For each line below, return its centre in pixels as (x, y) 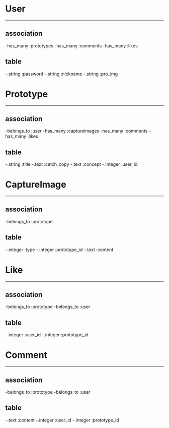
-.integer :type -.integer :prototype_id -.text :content (59, 250)
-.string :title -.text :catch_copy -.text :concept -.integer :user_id (71, 164)
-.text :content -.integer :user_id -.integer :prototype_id (62, 420)
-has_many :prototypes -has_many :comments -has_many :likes (72, 45)
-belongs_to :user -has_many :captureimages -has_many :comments (76, 131)
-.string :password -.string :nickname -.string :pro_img (62, 74)
